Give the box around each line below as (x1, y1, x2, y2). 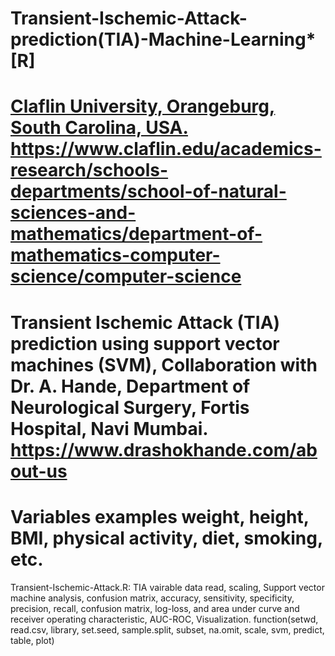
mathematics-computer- (10, 244, 221, 267)
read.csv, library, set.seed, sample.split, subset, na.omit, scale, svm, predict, (10, 623, 325, 636)
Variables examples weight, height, (10, 505, 310, 528)
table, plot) (10, 634, 55, 646)
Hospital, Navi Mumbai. (10, 417, 208, 440)
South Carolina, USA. (10, 117, 188, 139)
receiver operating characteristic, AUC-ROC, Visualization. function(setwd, (10, 613, 319, 625)
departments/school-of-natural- (10, 180, 287, 203)
